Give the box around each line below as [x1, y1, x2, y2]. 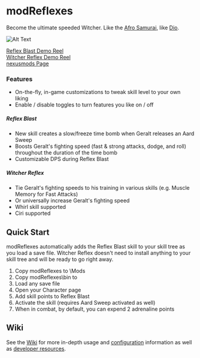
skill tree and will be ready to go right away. [6, 256, 114, 263]
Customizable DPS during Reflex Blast [14, 156, 109, 163]
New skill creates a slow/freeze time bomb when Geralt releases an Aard [14, 130, 195, 137]
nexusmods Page [6, 60, 49, 67]
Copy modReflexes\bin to [14, 274, 78, 281]
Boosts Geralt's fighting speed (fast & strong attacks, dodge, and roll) [14, 142, 187, 150]
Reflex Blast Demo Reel [6, 47, 64, 54]
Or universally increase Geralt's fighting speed [14, 197, 130, 204]
